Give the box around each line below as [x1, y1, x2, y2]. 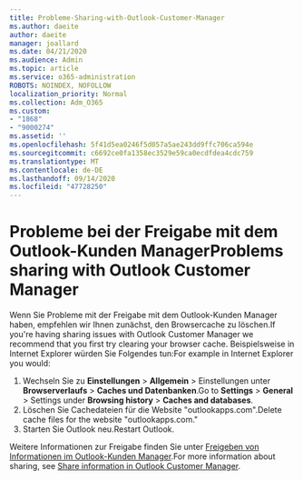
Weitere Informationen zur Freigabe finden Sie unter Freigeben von [9, 442, 260, 453]
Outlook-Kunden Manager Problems [9, 241, 284, 262]
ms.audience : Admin [9, 55, 83, 65]
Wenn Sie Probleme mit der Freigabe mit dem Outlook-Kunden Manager [9, 310, 279, 321]
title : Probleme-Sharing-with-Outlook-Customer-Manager [9, 13, 225, 23]
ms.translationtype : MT [9, 156, 100, 166]
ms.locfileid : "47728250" [9, 183, 107, 192]
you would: [9, 358, 52, 369]
